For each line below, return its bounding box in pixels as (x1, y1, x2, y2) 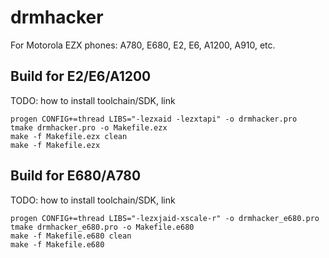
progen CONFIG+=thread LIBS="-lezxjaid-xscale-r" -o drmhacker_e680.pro (10, 213, 320, 223)
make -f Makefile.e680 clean (10, 231, 132, 241)
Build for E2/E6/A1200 (10, 68, 152, 85)
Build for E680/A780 (10, 167, 142, 185)
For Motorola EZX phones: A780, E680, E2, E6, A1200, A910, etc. (10, 39, 276, 51)
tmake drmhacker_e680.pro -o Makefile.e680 (10, 222, 195, 232)
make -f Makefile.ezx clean (10, 131, 128, 141)
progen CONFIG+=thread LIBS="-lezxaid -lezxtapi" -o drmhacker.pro (10, 114, 298, 124)
